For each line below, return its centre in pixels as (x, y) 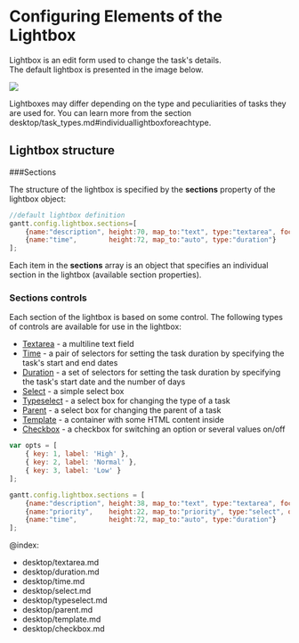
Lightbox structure (62, 150)
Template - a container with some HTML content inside (123, 420)
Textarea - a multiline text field (78, 344)
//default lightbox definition (67, 215)
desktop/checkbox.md (63, 629)
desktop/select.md (57, 591)
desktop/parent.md (57, 610)
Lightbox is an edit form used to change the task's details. (115, 60)
